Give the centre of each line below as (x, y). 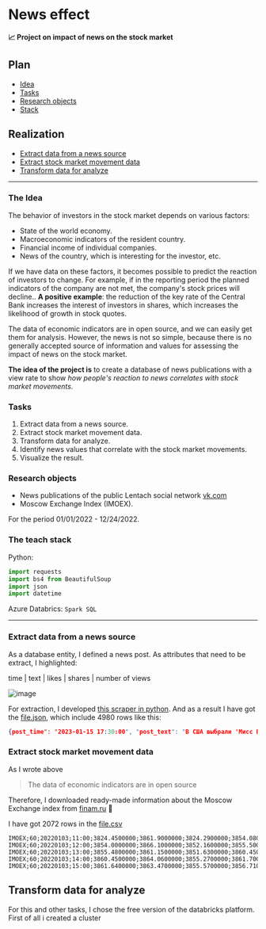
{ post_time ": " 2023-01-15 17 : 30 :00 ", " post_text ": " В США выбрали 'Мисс (131, 732)
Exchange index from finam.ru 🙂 (61, 808)
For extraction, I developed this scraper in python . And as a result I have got (132, 709)
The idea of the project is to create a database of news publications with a (130, 369)
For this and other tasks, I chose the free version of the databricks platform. (131, 909)
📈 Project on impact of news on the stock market (91, 36)
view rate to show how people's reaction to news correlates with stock (123, 377)
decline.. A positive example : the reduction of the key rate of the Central (127, 296)
